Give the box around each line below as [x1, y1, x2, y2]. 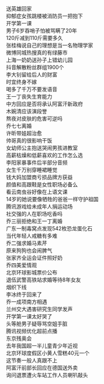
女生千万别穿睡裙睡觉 [6, 166, 57, 173]
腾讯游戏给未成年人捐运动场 [6, 203, 73, 210]
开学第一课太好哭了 [6, 313, 53, 320]
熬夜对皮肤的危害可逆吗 [6, 115, 63, 122]
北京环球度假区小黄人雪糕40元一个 [6, 349, 89, 356]
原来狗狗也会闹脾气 [6, 247, 53, 254]
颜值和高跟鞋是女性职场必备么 [6, 181, 78, 188]
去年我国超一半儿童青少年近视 [6, 342, 78, 349]
